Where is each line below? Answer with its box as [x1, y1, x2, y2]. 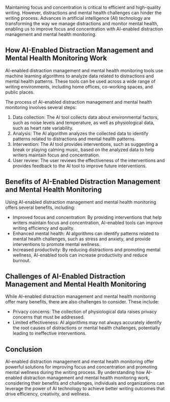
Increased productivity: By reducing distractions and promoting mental [12, 246, 161, 253]
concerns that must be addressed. [12, 314, 85, 320]
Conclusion [5, 345, 43, 354]
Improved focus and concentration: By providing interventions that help [12, 214, 162, 220]
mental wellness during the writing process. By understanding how [5, 369, 145, 376]
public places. [5, 89, 35, 95]
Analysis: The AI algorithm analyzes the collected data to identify [12, 130, 149, 136]
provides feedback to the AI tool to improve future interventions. [12, 163, 147, 169]
